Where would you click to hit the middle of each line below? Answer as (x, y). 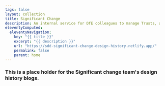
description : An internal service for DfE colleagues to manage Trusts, (81, 23)
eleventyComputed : (24, 28)
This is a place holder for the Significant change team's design (81, 72)
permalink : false (32, 50)
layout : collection (25, 14)
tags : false (17, 10)
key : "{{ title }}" (34, 37)
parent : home (27, 55)
